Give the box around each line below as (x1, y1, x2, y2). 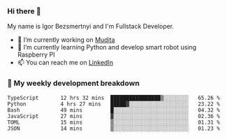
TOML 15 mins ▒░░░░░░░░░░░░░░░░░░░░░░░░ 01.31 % (7, 119, 220, 126)
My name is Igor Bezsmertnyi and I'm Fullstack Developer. (7, 22, 175, 31)
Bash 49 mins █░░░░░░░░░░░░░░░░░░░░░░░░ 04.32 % (7, 106, 220, 114)
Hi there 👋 (7, 6, 42, 16)
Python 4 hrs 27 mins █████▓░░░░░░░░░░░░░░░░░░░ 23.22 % (7, 101, 220, 108)
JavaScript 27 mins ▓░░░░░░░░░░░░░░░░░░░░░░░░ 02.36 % (7, 112, 220, 119)
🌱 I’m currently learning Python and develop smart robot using (17, 43, 197, 52)
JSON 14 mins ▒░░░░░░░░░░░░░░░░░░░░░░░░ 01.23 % (7, 125, 220, 132)
